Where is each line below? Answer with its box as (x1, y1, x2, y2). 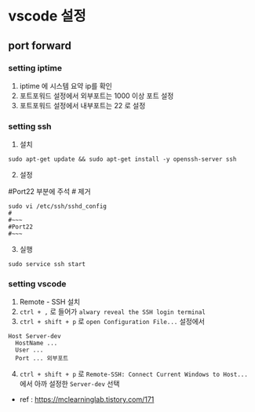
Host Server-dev (8, 333, 61, 341)
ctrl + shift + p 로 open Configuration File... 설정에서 (19, 317, 206, 326)
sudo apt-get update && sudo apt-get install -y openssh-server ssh (8, 155, 237, 163)
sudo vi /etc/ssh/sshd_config (8, 202, 107, 210)
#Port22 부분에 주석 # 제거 (8, 187, 92, 196)
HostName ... (15, 339, 58, 348)
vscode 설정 (8, 7, 86, 25)
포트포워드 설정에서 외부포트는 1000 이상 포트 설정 (19, 91, 174, 100)
